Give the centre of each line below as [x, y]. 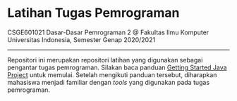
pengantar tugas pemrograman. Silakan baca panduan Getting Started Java [117, 67]
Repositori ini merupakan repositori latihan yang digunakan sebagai [105, 60]
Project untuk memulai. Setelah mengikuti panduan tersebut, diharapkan [112, 74]
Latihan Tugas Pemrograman [93, 13]
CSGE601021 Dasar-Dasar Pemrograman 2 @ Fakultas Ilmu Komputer [108, 32]
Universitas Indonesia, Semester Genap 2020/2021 [81, 39]
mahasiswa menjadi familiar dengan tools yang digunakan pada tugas [109, 82]
